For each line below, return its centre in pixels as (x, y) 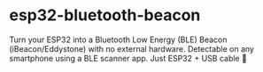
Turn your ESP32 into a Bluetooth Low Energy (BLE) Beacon (118, 40)
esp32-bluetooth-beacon (105, 15)
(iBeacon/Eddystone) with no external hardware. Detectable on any (132, 48)
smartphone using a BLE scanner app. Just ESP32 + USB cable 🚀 (128, 58)
